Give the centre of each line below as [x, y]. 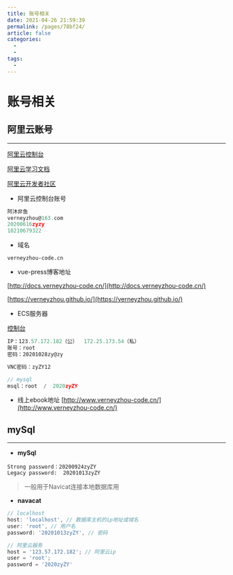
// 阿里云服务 [25, 545]
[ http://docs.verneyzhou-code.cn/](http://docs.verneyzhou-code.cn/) [107, 286]
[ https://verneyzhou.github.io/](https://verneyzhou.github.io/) [95, 299]
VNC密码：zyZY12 [29, 367]
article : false [29, 33]
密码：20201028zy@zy [35, 354]
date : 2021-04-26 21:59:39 [46, 20]
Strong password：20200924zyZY [52, 467]
